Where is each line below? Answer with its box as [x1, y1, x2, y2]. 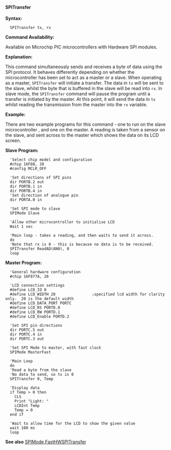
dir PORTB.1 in [10, 184, 42, 189]
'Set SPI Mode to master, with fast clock [10, 345, 101, 351]
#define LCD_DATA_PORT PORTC [10, 301, 72, 306]
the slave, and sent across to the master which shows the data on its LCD [5, 132, 159, 138]
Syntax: [5, 15, 22, 21]
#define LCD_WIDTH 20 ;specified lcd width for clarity [10, 292, 165, 297]
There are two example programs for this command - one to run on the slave [5, 121, 166, 127]
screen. [5, 137, 21, 144]
